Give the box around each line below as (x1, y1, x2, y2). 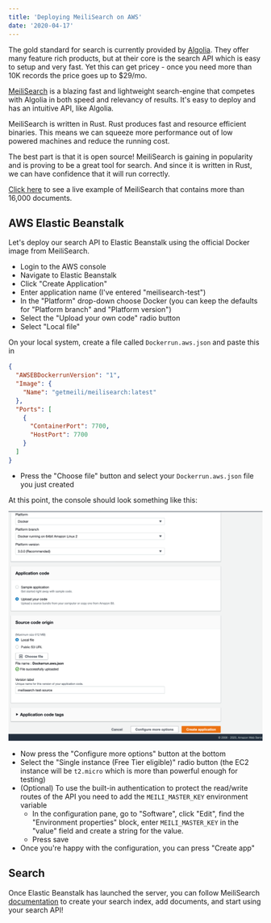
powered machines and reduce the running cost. (8, 136, 170, 145)
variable (19, 800, 48, 810)
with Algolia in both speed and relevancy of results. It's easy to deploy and (8, 94, 256, 104)
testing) (19, 775, 46, 784)
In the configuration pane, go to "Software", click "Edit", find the (31, 809, 244, 819)
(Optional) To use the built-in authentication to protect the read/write (19, 783, 248, 793)
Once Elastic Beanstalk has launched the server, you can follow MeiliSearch (8, 887, 261, 897)
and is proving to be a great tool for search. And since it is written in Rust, (8, 160, 252, 169)
